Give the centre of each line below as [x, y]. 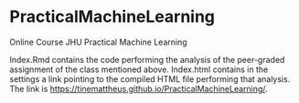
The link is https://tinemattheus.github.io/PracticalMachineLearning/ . [139, 88]
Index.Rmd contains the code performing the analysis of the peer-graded [147, 59]
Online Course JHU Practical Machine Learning [98, 42]
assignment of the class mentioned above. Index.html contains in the [139, 69]
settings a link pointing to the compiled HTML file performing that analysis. [150, 78]
